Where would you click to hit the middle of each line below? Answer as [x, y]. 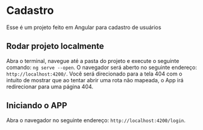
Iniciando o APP [37, 106]
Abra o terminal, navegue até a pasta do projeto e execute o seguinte [93, 60]
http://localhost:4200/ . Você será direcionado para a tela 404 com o [94, 74]
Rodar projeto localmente [55, 46]
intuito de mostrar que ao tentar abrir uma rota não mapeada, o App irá [95, 80]
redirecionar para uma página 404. [50, 86]
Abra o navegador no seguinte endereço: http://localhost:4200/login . [96, 120]
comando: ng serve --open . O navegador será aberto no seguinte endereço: [102, 67]
